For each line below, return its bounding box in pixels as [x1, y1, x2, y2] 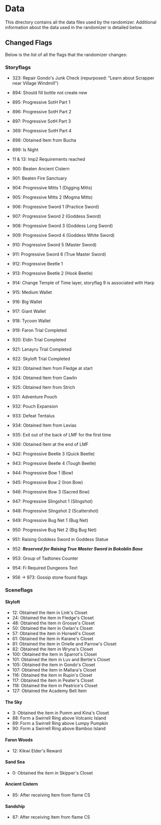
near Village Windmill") [12, 80, 59, 86]
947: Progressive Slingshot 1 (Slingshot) [12, 498, 93, 504]
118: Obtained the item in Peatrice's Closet [12, 683, 98, 689]
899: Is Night [12, 147, 39, 153]
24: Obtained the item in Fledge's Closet [12, 615, 94, 621]
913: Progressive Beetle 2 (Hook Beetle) [12, 270, 93, 276]
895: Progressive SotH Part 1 [12, 99, 71, 105]
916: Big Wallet [12, 299, 43, 305]
